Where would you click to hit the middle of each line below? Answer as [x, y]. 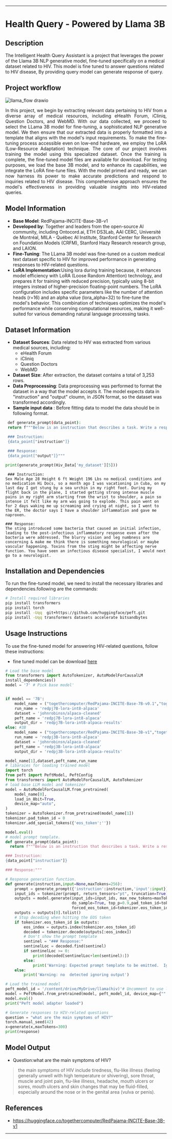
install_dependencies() [31, 680]
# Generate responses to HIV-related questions [57, 1012]
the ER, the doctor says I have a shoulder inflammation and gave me [81, 510]
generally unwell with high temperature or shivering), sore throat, [86, 1075]
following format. [30, 413]
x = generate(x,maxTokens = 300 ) [36, 1027]
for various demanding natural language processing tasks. [88, 314]
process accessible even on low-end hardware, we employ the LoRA [93, 143]
